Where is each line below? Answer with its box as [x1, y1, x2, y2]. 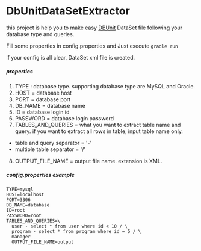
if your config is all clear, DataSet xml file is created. [6, 54, 135, 61]
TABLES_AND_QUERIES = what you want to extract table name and [14, 121, 181, 128]
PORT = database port [14, 95, 71, 103]
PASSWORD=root [6, 212, 42, 218]
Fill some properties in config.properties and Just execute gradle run [6, 42, 178, 49]
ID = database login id [14, 108, 70, 116]
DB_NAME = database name [14, 102, 85, 109]
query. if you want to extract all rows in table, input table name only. [14, 128, 184, 135]
